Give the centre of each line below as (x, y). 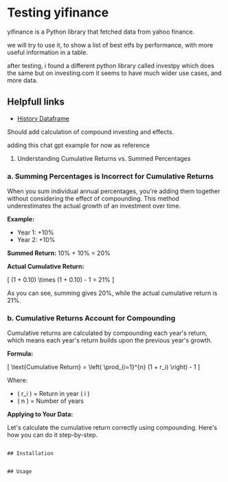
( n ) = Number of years (50, 401)
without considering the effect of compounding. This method (93, 199)
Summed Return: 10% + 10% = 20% (59, 253)
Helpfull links (36, 102)
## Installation (30, 454)
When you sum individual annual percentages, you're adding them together (114, 191)
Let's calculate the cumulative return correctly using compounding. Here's (112, 428)
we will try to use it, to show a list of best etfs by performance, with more (110, 45)
